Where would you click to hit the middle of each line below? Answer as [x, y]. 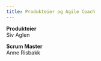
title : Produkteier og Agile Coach [51, 12]
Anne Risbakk [23, 52]
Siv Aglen [18, 35]
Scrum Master [24, 46]
